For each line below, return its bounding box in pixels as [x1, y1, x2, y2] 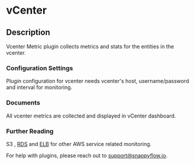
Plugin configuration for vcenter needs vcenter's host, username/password [6, 78, 189, 85]
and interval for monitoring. [6, 84, 73, 91]
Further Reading [6, 127, 54, 135]
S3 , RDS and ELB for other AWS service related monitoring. [6, 140, 152, 147]
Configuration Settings [6, 64, 73, 72]
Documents [6, 99, 40, 107]
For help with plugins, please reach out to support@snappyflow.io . [6, 152, 168, 159]
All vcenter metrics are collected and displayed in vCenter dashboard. [6, 112, 176, 119]
